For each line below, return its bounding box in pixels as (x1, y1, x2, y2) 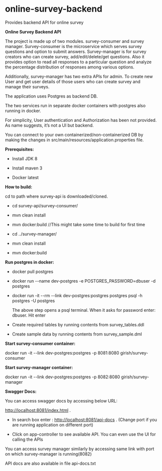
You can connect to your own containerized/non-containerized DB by (5, 132, 144, 137)
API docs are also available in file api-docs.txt (5, 460, 96, 466)
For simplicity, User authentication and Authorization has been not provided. (5, 117, 157, 123)
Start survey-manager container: (5, 364, 74, 370)
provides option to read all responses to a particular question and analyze (5, 59, 152, 65)
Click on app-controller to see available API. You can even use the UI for (12, 431, 156, 437)
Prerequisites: (5, 146, 34, 152)
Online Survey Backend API (5, 29, 61, 34)
